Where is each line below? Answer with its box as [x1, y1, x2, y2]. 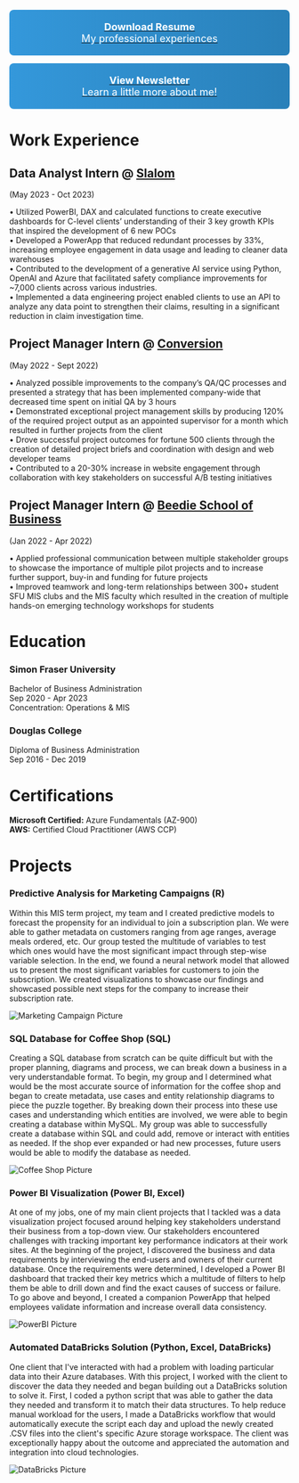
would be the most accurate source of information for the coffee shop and [9, 1081, 282, 1092]
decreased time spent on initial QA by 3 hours [9, 396, 177, 406]
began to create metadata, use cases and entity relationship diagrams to [9, 1091, 275, 1102]
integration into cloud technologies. [9, 1446, 140, 1457]
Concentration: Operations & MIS [9, 702, 131, 713]
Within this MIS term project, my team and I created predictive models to [9, 907, 275, 918]
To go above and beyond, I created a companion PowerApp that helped [9, 1292, 271, 1303]
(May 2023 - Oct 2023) [9, 189, 95, 200]
